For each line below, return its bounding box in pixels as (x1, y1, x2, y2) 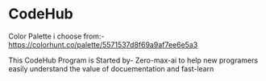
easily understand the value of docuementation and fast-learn (8, 63, 214, 73)
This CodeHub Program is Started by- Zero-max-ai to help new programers (8, 55, 259, 65)
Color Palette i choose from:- (8, 31, 105, 41)
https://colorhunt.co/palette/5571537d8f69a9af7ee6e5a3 (8, 39, 198, 49)
